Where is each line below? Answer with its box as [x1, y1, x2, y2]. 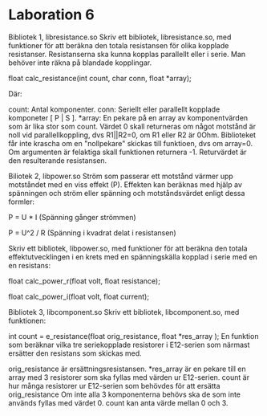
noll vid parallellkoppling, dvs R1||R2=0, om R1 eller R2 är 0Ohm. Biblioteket [8, 130, 257, 140]
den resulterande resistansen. [8, 155, 107, 165]
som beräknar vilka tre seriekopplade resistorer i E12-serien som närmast [8, 340, 250, 349]
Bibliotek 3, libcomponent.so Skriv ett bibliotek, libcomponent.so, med [8, 307, 240, 316]
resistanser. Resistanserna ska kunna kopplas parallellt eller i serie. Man [8, 49, 246, 59]
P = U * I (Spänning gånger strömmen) [8, 212, 136, 222]
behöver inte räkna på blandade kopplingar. [8, 58, 152, 67]
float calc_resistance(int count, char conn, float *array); [8, 73, 192, 83]
